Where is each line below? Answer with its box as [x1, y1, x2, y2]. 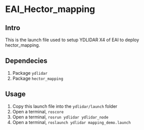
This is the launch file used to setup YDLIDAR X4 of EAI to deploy [5, 37, 139, 43]
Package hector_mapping [12, 75, 63, 81]
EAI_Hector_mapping [5, 4, 95, 15]
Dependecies [5, 57, 47, 65]
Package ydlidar [12, 70, 47, 76]
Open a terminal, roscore [12, 108, 64, 114]
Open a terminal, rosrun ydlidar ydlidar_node [12, 114, 108, 120]
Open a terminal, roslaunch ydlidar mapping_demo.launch [12, 119, 131, 125]
